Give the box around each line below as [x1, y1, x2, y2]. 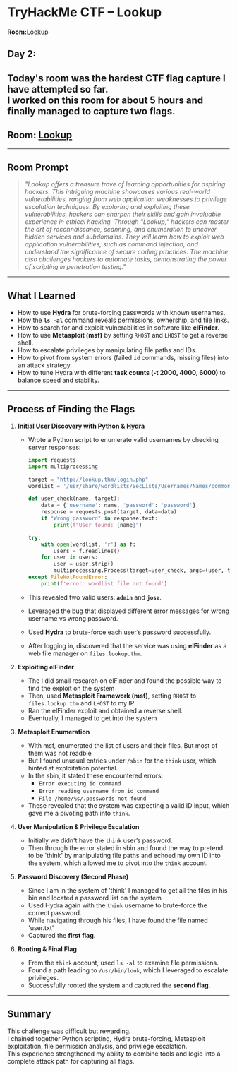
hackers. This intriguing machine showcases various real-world [24, 188, 210, 196]
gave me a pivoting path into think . [28, 809, 130, 817]
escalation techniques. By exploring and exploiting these [24, 203, 190, 211]
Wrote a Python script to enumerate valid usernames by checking [28, 435, 219, 443]
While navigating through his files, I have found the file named [28, 916, 208, 924]
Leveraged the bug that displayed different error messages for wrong [28, 607, 230, 615]
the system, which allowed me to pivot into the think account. [28, 859, 208, 867]
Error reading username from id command [38, 787, 159, 794]
